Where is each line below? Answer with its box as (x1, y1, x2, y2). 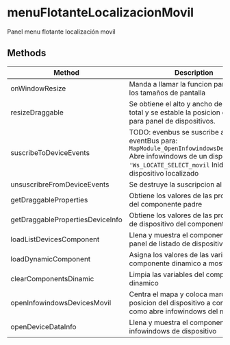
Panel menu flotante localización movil (7, 27, 116, 36)
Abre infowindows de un (129, 151, 207, 160)
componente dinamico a (129, 259, 207, 268)
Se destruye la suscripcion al (129, 180, 222, 189)
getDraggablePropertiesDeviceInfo (10, 215, 123, 224)
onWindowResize (10, 84, 66, 93)
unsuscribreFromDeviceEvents (10, 180, 110, 189)
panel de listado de (129, 239, 190, 248)
